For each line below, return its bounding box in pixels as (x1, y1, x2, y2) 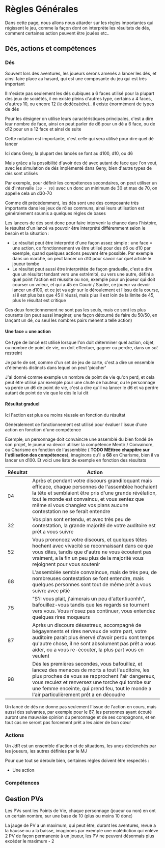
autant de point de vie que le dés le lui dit (5, 390, 88, 395)
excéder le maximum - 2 (5, 838, 55, 844)
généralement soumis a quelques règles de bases (5, 210, 106, 216)
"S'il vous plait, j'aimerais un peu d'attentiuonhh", (32, 595, 146, 602)
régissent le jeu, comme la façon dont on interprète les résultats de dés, (5, 25, 151, 30)
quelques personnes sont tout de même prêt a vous (32, 581, 151, 588)
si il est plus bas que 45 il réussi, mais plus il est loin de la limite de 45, (12, 292, 155, 298)
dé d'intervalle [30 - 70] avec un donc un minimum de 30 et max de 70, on (5, 185, 158, 191)
